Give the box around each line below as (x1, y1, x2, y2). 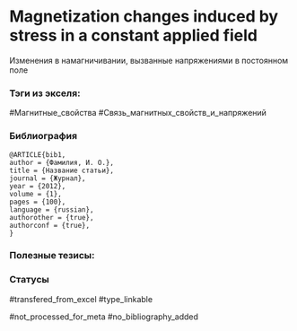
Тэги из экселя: (9, 87, 81, 100)
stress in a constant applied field (9, 25, 258, 46)
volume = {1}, (9, 189, 63, 198)
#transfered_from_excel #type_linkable (9, 293, 153, 304)
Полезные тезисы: (9, 249, 96, 262)
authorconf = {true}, (9, 221, 91, 230)
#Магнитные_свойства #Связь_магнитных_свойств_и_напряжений (9, 108, 267, 118)
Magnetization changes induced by (9, 6, 279, 27)
